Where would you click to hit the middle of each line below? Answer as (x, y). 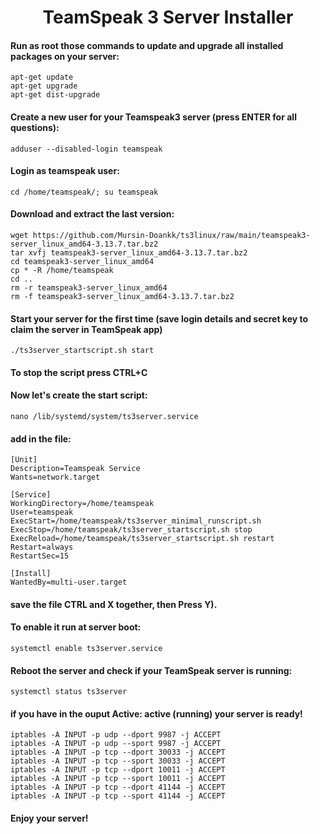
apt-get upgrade (44, 86)
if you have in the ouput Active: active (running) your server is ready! (156, 713)
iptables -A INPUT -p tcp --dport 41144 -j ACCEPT (118, 787)
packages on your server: (65, 56)
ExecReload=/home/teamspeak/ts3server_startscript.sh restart (142, 539)
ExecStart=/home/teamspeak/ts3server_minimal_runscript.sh (136, 521)
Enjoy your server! (49, 818)
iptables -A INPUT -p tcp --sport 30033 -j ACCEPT (118, 761)
